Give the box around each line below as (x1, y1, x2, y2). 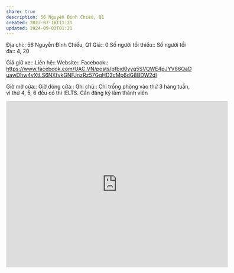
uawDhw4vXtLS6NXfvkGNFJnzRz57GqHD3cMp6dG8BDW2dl (6, 71, 157, 79)
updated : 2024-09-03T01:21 (6, 25, 73, 31)
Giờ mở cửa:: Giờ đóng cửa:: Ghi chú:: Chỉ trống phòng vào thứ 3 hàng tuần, (6, 83, 190, 90)
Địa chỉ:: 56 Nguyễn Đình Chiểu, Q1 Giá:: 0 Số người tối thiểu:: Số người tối (6, 41, 186, 48)
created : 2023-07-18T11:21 (6, 19, 73, 25)
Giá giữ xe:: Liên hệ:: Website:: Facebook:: (6, 59, 109, 66)
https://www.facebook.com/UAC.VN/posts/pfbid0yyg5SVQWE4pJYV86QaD (6, 66, 192, 73)
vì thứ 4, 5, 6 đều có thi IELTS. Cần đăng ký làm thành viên (6, 89, 148, 96)
